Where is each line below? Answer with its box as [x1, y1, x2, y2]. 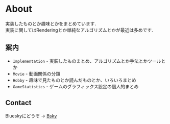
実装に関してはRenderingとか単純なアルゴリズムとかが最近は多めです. [5, 27, 153, 33]
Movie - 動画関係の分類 [12, 70, 60, 77]
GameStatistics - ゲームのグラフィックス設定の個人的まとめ [12, 83, 139, 89]
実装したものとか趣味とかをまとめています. [5, 20, 96, 27]
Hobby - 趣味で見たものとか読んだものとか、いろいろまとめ [12, 77, 136, 83]
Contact [5, 98, 32, 107]
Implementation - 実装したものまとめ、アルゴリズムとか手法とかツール [12, 58, 161, 64]
